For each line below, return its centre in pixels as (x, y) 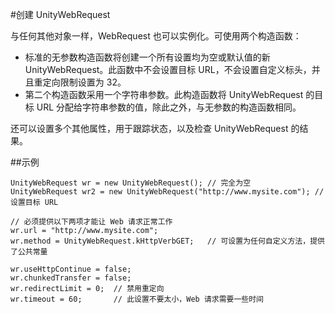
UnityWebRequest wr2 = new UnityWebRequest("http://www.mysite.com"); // (167, 192)
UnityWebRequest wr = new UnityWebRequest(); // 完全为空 (131, 183)
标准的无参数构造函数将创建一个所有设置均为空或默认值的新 (147, 57)
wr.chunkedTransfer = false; (71, 278)
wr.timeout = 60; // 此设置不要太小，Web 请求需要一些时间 (137, 299)
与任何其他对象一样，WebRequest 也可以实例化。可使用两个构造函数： (156, 36)
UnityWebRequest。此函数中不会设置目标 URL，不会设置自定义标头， (168, 69)
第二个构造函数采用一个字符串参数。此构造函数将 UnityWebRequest (164, 94)
